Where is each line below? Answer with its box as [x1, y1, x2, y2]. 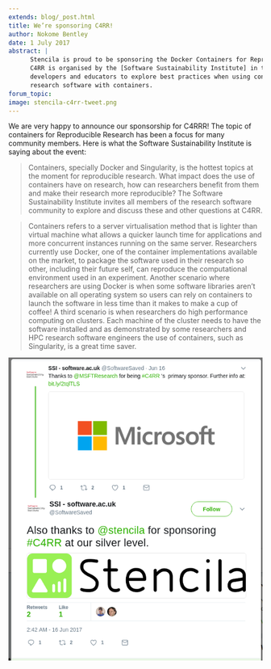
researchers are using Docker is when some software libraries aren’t [27, 281, 256, 291]
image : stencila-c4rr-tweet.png [8, 98, 117, 107]
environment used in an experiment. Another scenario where [27, 273, 230, 283]
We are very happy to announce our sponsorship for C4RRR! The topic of [8, 121, 252, 131]
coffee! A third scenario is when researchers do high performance [27, 307, 248, 317]
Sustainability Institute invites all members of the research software [27, 197, 252, 207]
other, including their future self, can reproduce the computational [27, 264, 248, 274]
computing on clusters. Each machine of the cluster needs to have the [27, 316, 261, 326]
